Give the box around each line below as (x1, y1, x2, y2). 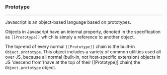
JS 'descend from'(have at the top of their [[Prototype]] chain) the (5, 59, 141, 65)
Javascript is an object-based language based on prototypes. (5, 19, 132, 25)
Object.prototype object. (5, 65, 56, 71)
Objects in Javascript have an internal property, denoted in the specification (5, 29, 161, 35)
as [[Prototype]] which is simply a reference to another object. (5, 34, 135, 40)
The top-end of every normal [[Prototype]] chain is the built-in (5, 43, 135, 50)
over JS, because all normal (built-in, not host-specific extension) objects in (5, 54, 161, 60)
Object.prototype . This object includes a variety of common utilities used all (5, 49, 161, 55)
